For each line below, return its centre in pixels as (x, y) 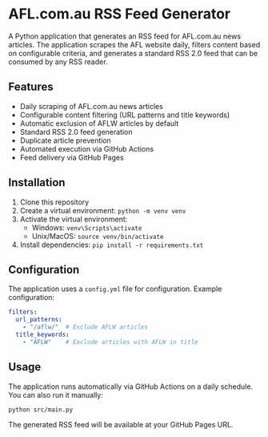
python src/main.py (41, 410)
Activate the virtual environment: (74, 219)
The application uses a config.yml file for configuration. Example (115, 289)
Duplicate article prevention (66, 140)
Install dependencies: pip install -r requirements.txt (112, 245)
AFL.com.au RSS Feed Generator (119, 14)
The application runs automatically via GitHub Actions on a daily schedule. (131, 386)
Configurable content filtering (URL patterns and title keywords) (125, 115)
